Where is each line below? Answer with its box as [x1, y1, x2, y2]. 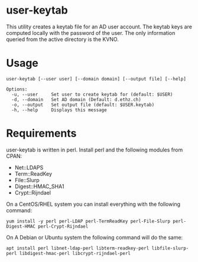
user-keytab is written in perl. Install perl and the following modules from [6, 146, 183, 153]
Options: [6, 86, 28, 92]
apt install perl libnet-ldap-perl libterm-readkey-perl [6, 245, 150, 251]
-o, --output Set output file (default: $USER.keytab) [11, 102, 155, 108]
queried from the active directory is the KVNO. [6, 35, 119, 43]
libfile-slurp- [151, 245, 189, 251]
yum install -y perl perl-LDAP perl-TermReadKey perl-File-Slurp [6, 218, 170, 224]
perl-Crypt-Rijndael [37, 223, 89, 229]
